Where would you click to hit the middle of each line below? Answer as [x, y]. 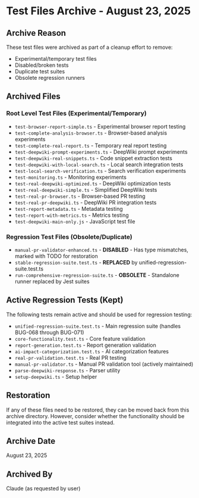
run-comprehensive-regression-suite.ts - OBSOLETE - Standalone [97, 275]
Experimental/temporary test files [56, 59]
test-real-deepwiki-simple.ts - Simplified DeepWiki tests [86, 189]
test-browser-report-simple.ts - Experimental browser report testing [100, 126]
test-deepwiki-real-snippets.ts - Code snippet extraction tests [93, 158]
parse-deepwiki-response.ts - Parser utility [67, 370]
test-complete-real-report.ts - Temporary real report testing [91, 145]
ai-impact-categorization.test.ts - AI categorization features [92, 351]
